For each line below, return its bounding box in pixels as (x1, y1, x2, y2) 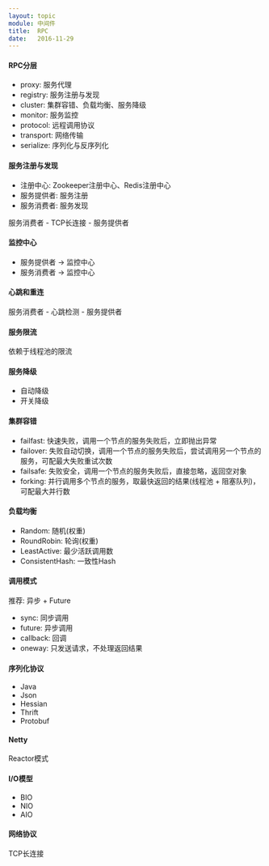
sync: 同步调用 (19, 613, 69, 623)
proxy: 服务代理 (19, 80, 72, 90)
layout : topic (8, 11, 57, 20)
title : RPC (8, 27, 48, 35)
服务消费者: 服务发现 (19, 200, 89, 210)
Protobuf (19, 716, 50, 726)
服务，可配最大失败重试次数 (19, 456, 113, 465)
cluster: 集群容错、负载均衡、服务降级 (19, 100, 147, 110)
